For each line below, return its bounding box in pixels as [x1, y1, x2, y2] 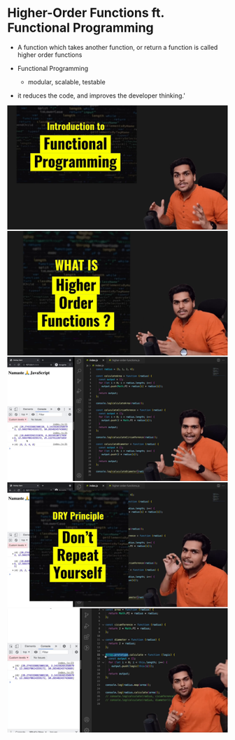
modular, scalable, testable [27, 77, 106, 86]
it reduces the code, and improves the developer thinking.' [17, 91, 185, 100]
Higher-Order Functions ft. [7, 5, 164, 21]
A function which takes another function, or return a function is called [17, 43, 218, 51]
